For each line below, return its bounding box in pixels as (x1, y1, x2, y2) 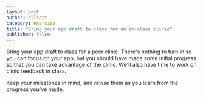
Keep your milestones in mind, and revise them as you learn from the (6, 80, 179, 87)
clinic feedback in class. (6, 67, 67, 75)
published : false (6, 32, 50, 38)
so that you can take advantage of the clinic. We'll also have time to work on (6, 61, 197, 69)
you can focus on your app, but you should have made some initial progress (6, 55, 196, 62)
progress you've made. (6, 86, 64, 93)
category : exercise (6, 20, 56, 26)
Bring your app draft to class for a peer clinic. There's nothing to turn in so (6, 48, 192, 55)
